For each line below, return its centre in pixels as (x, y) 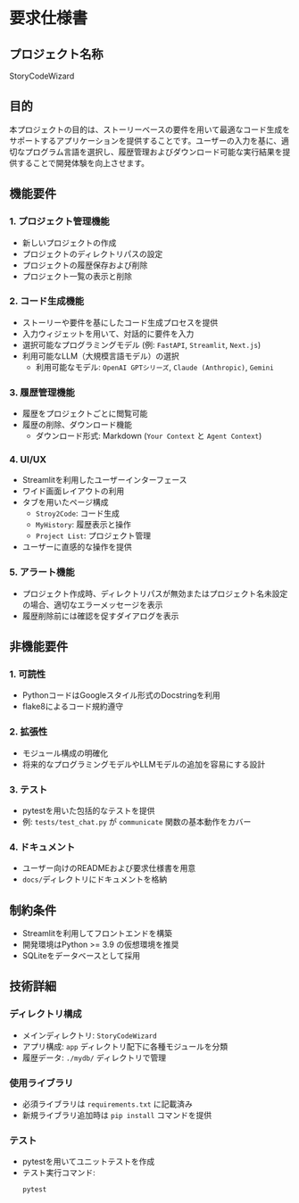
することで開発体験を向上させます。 (83, 162)
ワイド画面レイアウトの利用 (73, 491)
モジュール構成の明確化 (65, 753)
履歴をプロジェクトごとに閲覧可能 (85, 414)
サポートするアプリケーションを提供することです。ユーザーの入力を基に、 (145, 140)
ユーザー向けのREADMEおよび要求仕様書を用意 (109, 868)
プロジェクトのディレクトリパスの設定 (92, 253)
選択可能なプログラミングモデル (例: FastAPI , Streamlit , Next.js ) (141, 344)
